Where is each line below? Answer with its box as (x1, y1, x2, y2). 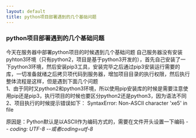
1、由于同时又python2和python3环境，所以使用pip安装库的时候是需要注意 (6, 85, 184, 92)
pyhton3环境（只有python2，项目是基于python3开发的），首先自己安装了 (6, 56, 181, 63)
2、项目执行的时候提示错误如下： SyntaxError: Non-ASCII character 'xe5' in (6, 100, 188, 107)
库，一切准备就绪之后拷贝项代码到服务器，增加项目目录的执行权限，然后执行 (6, 70, 190, 77)
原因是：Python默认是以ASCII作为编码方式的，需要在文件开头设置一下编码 (6, 118, 185, 125)
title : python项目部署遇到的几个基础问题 (6, 14, 97, 20)
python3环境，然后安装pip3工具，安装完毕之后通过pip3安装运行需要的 (10, 63, 180, 70)
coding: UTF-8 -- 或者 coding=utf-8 (9, 125, 93, 132)
